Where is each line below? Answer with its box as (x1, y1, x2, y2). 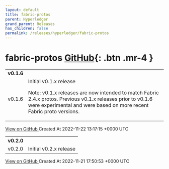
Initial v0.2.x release (28, 145, 76, 152)
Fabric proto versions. (28, 108, 80, 115)
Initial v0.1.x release (28, 78, 76, 85)
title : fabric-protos (5, 12, 51, 17)
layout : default (5, 7, 39, 13)
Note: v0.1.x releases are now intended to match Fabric (28, 89, 159, 96)
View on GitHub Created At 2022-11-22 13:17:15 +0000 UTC (5, 126, 129, 132)
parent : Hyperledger (5, 17, 49, 22)
